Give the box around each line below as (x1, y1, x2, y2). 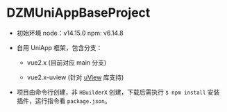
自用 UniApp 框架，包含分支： (16, 43, 103, 51)
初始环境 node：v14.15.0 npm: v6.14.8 (16, 29, 124, 37)
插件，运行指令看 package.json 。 (16, 96, 111, 105)
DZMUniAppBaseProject (6, 5, 151, 21)
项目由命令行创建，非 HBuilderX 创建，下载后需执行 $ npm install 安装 (16, 88, 220, 96)
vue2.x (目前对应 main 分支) (26, 58, 107, 67)
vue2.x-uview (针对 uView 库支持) (26, 73, 124, 81)
